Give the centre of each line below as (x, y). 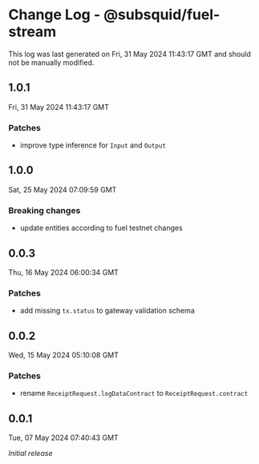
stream (32, 32)
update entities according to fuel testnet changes (101, 228)
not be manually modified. (51, 63)
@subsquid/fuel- (162, 15)
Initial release (30, 454)
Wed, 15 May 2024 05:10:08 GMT (63, 355)
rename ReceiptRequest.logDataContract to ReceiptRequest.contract (134, 393)
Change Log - (55, 15)
